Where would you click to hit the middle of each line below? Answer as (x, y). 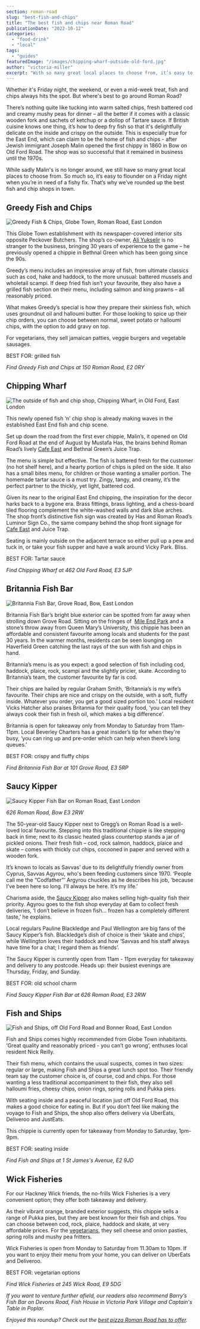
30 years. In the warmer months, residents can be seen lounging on (89, 640)
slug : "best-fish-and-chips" (42, 17)
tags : (13, 51)
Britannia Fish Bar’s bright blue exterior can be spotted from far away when (98, 614)
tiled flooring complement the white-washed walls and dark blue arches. (95, 510)
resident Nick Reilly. (30, 1052)
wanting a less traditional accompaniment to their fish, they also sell (89, 1083)
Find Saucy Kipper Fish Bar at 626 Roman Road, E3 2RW (76, 994)
